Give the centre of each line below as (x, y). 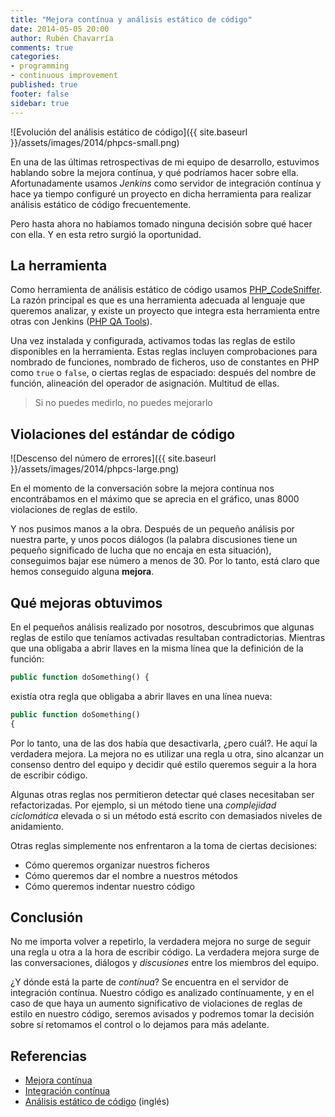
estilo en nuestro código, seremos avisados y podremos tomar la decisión (162, 1014)
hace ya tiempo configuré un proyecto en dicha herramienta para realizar (161, 193)
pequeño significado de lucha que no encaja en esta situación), (141, 550)
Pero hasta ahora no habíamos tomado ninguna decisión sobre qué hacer (161, 223)
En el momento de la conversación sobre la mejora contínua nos (142, 488)
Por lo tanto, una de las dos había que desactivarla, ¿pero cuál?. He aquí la (164, 743)
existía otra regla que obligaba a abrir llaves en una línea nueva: (141, 696)
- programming (40, 66)
